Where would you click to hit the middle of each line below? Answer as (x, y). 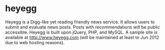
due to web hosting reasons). (35, 42)
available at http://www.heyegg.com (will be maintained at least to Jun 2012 (82, 37)
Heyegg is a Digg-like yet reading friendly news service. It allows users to (80, 22)
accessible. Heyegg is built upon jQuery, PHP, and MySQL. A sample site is (82, 32)
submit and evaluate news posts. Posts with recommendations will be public (83, 27)
